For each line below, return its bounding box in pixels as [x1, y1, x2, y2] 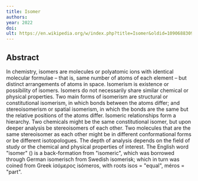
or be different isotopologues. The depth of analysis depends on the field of [6, 137, 190, 144]
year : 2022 [6, 19, 33, 25]
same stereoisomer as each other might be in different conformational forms [6, 130, 192, 137]
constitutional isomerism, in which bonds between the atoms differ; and [6, 99, 180, 106]
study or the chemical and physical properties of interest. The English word [6, 143, 189, 150]
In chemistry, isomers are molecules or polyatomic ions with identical [6, 68, 174, 75]
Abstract [6, 52, 39, 62]
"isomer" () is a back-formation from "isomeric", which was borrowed [6, 149, 175, 156]
